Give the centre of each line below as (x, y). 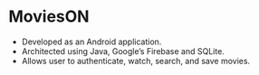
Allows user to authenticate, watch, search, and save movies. (136, 61)
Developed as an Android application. (91, 42)
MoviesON (49, 17)
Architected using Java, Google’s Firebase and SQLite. (123, 51)
